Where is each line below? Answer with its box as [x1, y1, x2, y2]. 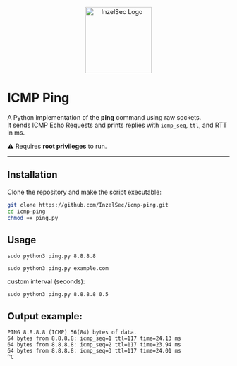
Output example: [7, 310, 83, 322]
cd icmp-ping [7, 208, 46, 215]
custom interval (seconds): [7, 277, 85, 286]
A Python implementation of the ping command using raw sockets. [7, 113, 202, 121]
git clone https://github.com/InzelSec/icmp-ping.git [7, 201, 169, 208]
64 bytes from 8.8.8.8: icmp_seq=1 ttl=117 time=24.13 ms [7, 335, 181, 342]
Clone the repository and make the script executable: [7, 188, 162, 196]
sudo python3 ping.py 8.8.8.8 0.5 [7, 291, 109, 298]
